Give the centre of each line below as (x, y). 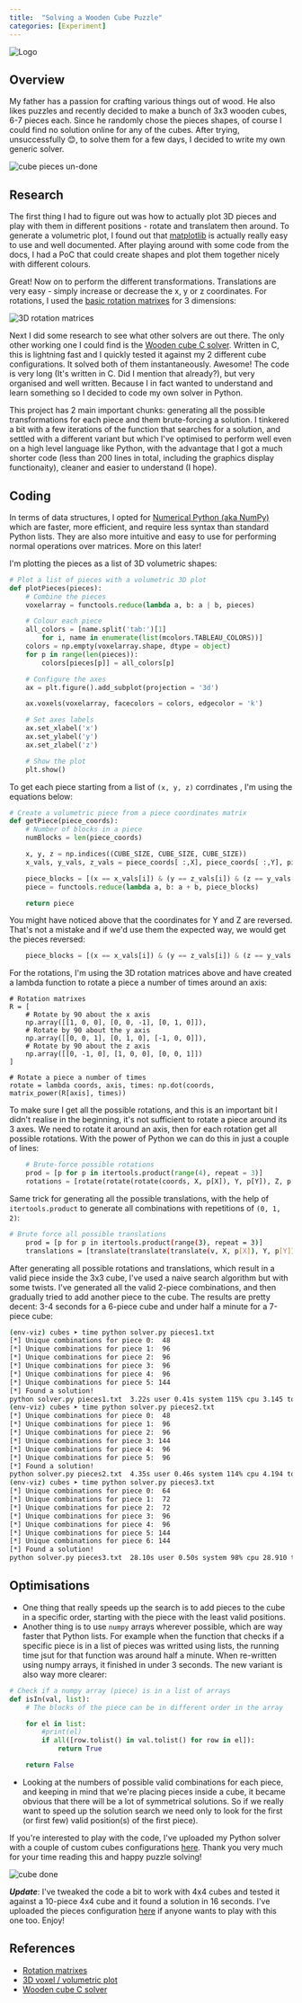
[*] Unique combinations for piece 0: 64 (90, 1491)
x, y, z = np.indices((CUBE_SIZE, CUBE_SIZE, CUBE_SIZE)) (136, 855)
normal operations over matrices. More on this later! (106, 545)
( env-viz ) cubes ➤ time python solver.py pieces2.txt (112, 1407)
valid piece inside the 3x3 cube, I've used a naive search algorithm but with (149, 1278)
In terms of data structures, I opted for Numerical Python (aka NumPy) (139, 517)
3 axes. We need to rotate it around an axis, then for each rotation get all (143, 1130)
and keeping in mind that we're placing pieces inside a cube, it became (154, 1791)
